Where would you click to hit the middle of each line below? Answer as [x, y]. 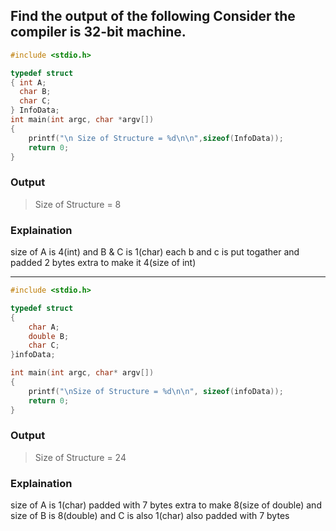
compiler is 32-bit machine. [98, 32]
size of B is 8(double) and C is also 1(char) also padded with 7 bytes [150, 516]
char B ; [35, 92]
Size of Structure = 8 [78, 204]
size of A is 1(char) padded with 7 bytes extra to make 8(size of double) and [166, 505]
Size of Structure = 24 [80, 457]
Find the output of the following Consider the [153, 16]
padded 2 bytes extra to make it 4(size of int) [103, 263]
